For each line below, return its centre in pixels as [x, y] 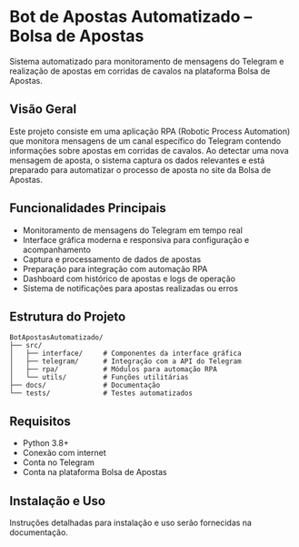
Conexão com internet [64, 453]
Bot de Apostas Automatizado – [131, 17]
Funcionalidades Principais [88, 208]
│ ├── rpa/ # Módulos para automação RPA [114, 370]
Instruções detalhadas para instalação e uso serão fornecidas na [131, 522]
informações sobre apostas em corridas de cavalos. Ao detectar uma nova [149, 150]
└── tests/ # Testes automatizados [101, 393]
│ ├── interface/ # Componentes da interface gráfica [126, 354]
